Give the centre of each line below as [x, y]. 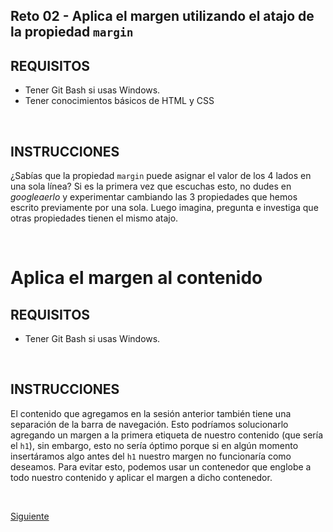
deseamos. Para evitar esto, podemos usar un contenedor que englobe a [161, 466]
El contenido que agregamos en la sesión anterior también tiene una [151, 413]
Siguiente [30, 516]
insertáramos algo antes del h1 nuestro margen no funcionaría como [151, 456]
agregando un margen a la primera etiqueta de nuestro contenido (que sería [166, 435]
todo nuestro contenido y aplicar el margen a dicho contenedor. [141, 477]
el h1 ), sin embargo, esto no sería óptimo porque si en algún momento [154, 445]
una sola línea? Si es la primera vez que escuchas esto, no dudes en [151, 186]
